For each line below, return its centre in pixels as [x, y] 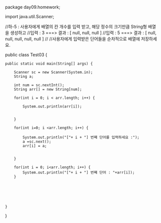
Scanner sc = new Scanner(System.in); [53, 72]
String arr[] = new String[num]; [48, 89]
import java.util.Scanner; [30, 16]
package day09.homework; [33, 7]
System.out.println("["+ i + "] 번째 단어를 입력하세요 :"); [81, 137]
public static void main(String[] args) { [49, 64]
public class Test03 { [26, 55]
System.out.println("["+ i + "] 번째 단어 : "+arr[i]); [79, 173]
